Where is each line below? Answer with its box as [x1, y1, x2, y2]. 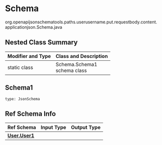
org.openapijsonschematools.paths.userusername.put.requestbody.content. [5, 19, 158, 25]
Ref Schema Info [5, 109, 56, 118]
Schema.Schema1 [55, 61, 97, 68]
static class [7, 64, 33, 71]
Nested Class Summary [5, 38, 78, 47]
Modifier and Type [7, 53, 51, 59]
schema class [55, 67, 87, 73]
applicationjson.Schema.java [5, 24, 63, 30]
